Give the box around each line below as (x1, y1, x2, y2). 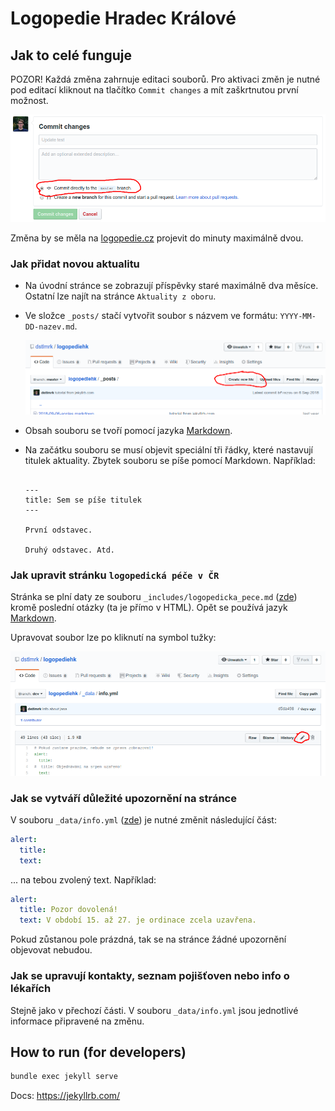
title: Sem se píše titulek (24, 495, 142, 506)
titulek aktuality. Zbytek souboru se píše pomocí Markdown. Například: (24, 455, 316, 467)
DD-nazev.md (24, 322, 75, 332)
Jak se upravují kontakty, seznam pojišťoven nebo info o (10, 969, 290, 983)
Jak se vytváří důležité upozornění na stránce (10, 791, 237, 805)
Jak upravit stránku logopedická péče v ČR (10, 568, 220, 582)
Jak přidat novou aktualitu (10, 257, 140, 271)
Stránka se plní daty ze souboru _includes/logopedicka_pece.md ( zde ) (10, 591, 298, 603)
